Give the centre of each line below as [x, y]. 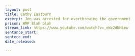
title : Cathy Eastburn [28, 14]
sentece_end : [18, 37]
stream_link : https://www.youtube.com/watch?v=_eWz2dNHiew [67, 28]
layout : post [18, 10]
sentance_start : [22, 32]
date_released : [21, 42]
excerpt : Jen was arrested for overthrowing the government [68, 19]
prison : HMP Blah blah [28, 23]
